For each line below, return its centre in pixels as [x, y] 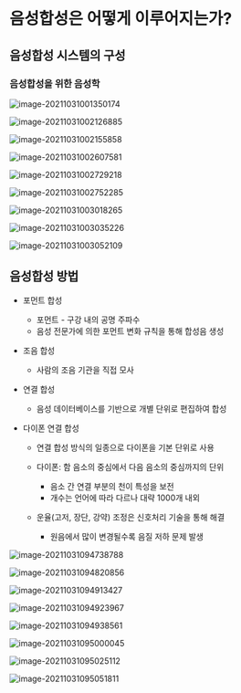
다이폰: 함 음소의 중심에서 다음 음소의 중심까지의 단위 [130, 467]
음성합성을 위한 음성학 [55, 83]
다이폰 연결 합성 [51, 428]
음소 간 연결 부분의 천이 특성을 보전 [112, 486]
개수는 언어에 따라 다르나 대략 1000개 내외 [125, 498]
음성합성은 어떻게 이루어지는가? [121, 19]
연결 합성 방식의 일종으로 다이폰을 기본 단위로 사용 [125, 447]
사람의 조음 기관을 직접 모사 [85, 370]
